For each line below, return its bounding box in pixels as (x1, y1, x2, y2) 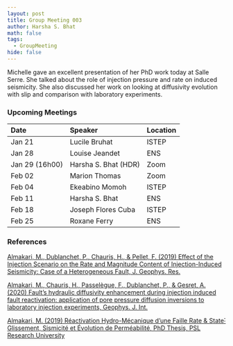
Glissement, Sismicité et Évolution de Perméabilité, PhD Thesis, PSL (7, 324, 201, 332)
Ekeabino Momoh (69, 182, 127, 192)
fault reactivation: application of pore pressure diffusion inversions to (7, 296, 205, 304)
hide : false (7, 49, 42, 56)
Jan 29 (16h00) (10, 160, 64, 170)
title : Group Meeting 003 (7, 17, 82, 24)
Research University (7, 331, 65, 340)
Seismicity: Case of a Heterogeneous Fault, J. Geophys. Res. (7, 267, 181, 276)
